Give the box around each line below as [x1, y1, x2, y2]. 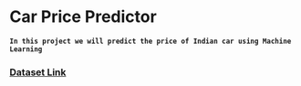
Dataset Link [9, 66, 67, 79]
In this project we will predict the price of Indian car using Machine [9, 37, 292, 46]
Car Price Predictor [9, 6, 157, 27]
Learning [9, 44, 43, 54]
